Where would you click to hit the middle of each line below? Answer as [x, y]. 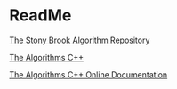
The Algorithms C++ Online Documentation [88, 74]
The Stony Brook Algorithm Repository [80, 40]
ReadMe [40, 16]
